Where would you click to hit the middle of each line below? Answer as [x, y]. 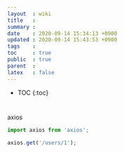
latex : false [31, 72]
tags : [22, 46]
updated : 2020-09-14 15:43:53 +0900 [62, 40]
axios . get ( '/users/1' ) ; [42, 142]
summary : [22, 27]
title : [22, 20]
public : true [29, 60]
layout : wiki [29, 14]
